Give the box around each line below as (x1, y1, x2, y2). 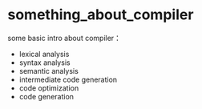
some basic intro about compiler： (7, 33, 122, 42)
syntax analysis (18, 58, 71, 67)
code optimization (18, 83, 79, 93)
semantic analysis (18, 66, 79, 75)
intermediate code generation (18, 75, 118, 84)
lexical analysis (18, 49, 70, 59)
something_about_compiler (7, 6, 194, 24)
